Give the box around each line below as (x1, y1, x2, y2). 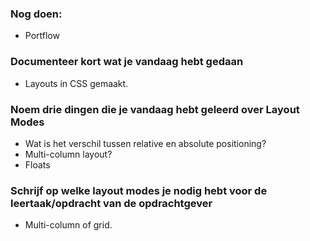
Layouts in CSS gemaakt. (24, 77, 129, 89)
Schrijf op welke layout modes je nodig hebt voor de (10, 183, 268, 197)
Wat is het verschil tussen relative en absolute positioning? (24, 137, 267, 149)
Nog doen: (10, 7, 63, 21)
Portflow (24, 30, 60, 42)
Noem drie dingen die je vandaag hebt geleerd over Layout (10, 102, 300, 116)
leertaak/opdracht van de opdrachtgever (10, 196, 213, 210)
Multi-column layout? (24, 148, 113, 160)
